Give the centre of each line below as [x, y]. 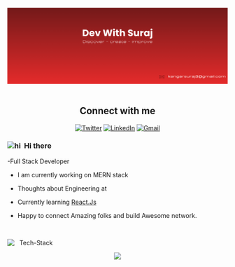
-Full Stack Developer [38, 161]
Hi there [38, 146]
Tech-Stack [36, 242]
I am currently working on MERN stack [73, 174]
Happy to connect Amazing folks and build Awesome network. [107, 215]
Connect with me [117, 111]
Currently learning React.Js [57, 202]
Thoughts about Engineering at [62, 188]
